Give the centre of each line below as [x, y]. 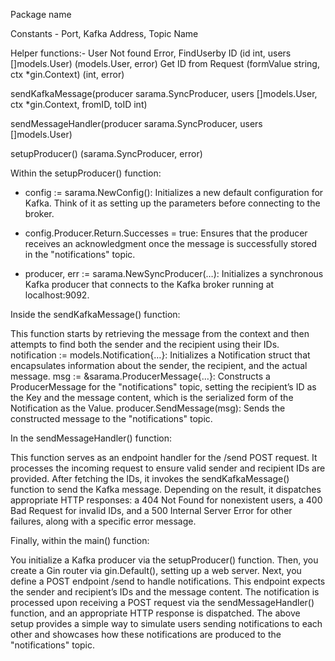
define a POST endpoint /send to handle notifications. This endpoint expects [168, 581]
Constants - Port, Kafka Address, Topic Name [104, 33]
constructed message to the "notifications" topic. [111, 418]
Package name [41, 14]
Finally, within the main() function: [80, 540]
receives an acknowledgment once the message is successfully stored [170, 243]
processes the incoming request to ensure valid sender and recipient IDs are [168, 468]
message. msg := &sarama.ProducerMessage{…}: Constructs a [140, 376]
